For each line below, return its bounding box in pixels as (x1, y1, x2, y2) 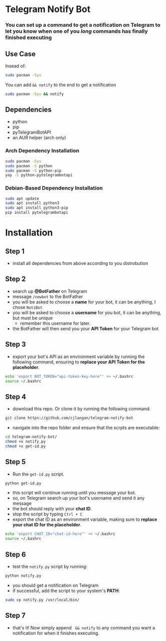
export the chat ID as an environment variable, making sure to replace (12, 516, 157, 522)
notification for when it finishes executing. (12, 630, 99, 636)
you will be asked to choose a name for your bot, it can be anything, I (12, 299, 156, 305)
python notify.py (5, 573, 42, 579)
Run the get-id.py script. (12, 471, 65, 477)
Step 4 (5, 392, 27, 401)
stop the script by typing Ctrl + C (12, 511, 83, 517)
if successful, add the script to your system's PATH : (12, 587, 120, 594)
